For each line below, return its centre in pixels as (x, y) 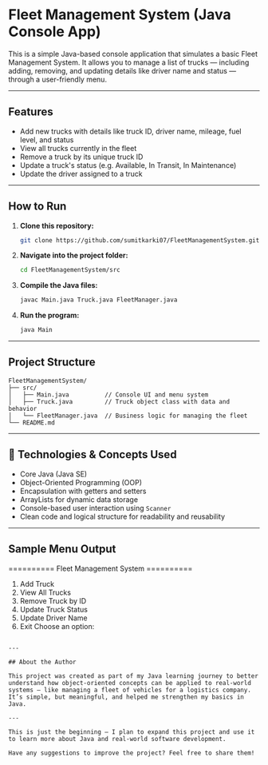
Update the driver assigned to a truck (81, 173)
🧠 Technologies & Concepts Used (93, 454)
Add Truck (37, 584)
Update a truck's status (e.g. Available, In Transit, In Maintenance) (128, 165)
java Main (36, 330)
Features (31, 112)
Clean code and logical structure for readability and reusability (122, 516)
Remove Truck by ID (53, 600)
